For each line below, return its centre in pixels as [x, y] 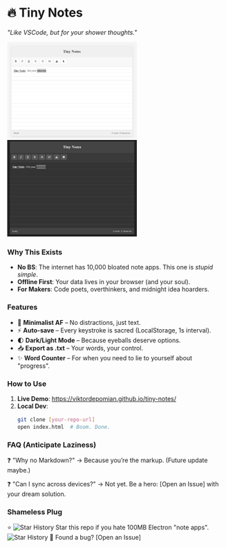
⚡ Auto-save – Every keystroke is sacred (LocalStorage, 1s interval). [114, 330]
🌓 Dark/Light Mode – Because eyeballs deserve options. [99, 340]
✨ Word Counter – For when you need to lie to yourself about [104, 357]
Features [22, 308]
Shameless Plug [35, 512]
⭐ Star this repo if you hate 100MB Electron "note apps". [108, 527]
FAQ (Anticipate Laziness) [52, 445]
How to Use [27, 384]
